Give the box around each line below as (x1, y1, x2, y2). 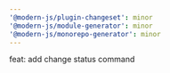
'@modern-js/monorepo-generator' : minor (9, 29, 162, 38)
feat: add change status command (9, 54, 135, 65)
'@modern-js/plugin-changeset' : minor (9, 12, 153, 22)
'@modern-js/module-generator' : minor (9, 21, 153, 30)
